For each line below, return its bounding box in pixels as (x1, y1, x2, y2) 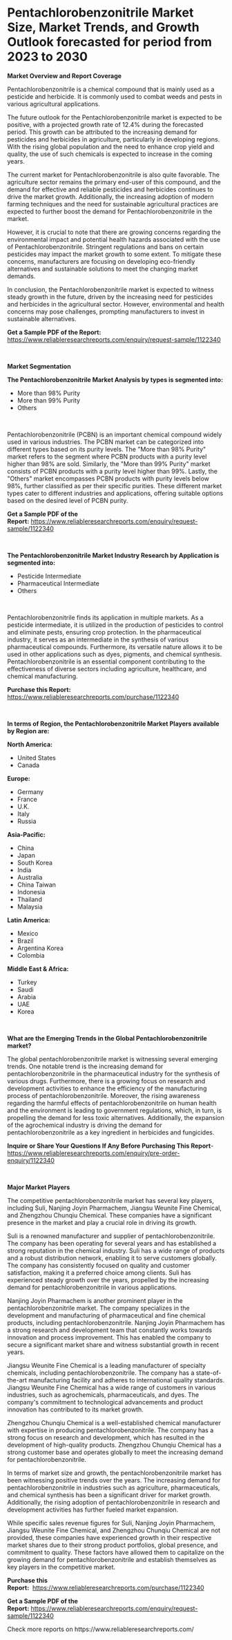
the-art (7, 1376, 28, 1384)
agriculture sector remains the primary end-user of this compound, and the (7, 177, 221, 186)
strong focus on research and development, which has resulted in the (7, 1433, 205, 1441)
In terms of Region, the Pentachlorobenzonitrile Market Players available (7, 720, 220, 728)
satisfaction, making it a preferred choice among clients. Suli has (7, 1268, 191, 1277)
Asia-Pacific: (7, 830, 46, 838)
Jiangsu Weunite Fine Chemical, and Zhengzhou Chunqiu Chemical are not (7, 1526, 221, 1534)
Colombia (17, 951, 45, 959)
